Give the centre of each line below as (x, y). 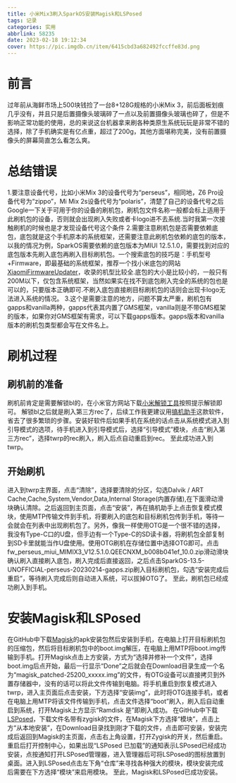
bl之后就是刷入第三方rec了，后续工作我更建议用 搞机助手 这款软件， (130, 412)
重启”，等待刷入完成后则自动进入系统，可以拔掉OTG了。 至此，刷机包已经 (115, 578)
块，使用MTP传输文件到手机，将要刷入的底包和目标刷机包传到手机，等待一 (116, 516)
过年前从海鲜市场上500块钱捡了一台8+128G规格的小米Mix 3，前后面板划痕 (116, 105)
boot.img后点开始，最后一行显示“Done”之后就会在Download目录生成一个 (113, 666)
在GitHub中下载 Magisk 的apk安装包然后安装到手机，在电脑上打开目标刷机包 (117, 639)
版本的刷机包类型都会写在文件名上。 (60, 325)
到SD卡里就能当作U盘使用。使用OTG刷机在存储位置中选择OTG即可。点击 (113, 543)
